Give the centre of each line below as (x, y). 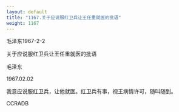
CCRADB (18, 104)
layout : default (27, 12)
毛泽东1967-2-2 (26, 41)
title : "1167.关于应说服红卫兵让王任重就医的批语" (64, 18)
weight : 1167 (23, 23)
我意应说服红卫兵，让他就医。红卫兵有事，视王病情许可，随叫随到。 (91, 91)
